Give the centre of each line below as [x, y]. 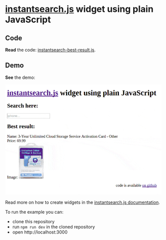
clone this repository [33, 222]
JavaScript [28, 20]
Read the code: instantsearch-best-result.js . [50, 50]
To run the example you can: [34, 212]
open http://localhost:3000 [40, 232]
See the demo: [20, 77]
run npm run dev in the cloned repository [54, 227]
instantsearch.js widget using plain [79, 9]
